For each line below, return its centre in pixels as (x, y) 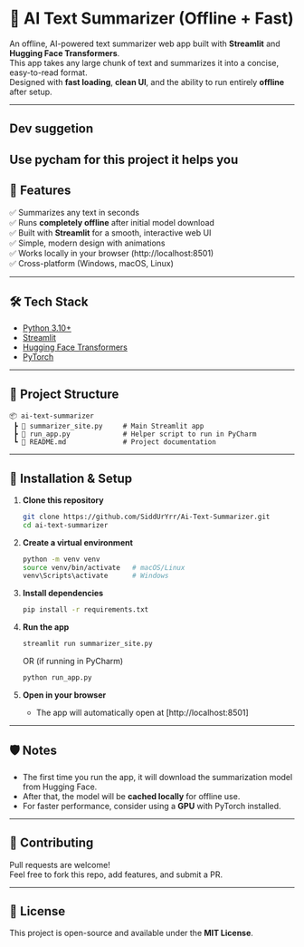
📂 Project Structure (64, 394)
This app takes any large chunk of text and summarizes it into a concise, (144, 63)
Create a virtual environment (78, 542)
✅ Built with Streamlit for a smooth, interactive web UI (110, 232)
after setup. (31, 92)
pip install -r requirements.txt (85, 610)
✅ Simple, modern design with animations (87, 243)
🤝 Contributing (52, 843)
